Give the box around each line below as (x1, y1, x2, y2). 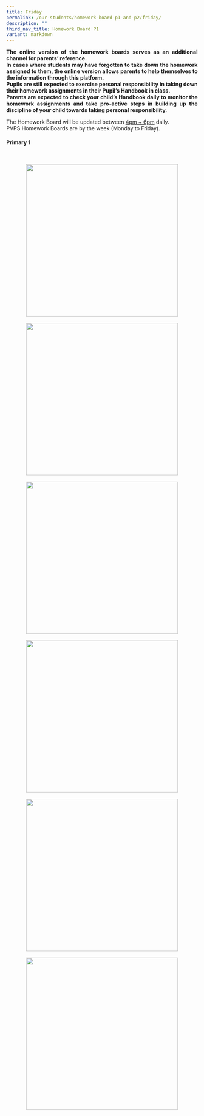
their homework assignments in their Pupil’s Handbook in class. (6, 87, 171, 94)
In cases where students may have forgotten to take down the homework (6, 61, 198, 69)
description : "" (6, 20, 47, 26)
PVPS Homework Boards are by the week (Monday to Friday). (6, 125, 160, 132)
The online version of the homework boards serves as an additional (6, 48, 198, 55)
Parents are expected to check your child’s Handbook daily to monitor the (6, 94, 198, 101)
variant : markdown (6, 32, 53, 38)
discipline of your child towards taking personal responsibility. (6, 107, 168, 114)
